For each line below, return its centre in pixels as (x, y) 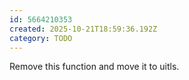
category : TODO (41, 38)
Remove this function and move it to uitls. (94, 67)
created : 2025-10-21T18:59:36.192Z (83, 29)
